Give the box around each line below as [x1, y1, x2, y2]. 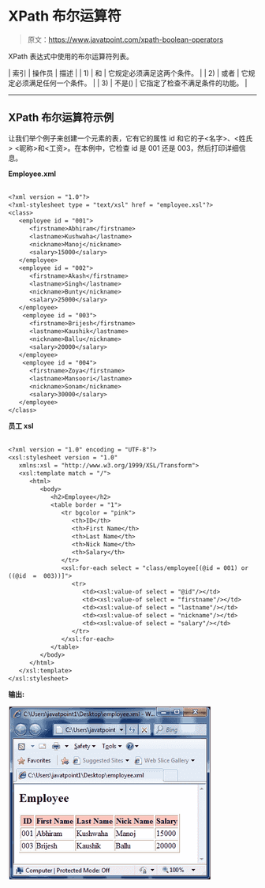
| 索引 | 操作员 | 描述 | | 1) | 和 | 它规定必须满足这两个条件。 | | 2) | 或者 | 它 [8, 68, 248, 77]
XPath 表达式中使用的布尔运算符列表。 [8, 51, 134, 61]
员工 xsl [8, 421, 34, 430]
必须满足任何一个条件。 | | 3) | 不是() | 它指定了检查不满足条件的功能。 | [14, 78, 248, 88]
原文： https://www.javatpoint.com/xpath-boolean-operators [27, 35, 223, 44]
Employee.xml [8, 169, 57, 178]
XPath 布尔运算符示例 [8, 111, 114, 125]
